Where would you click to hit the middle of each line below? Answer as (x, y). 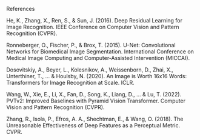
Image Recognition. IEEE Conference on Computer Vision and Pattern (93, 27)
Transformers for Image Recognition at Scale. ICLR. (70, 82)
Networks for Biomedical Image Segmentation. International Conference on (100, 52)
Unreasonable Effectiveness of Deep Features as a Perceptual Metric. (93, 125)
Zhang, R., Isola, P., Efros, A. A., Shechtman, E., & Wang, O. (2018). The (95, 119)
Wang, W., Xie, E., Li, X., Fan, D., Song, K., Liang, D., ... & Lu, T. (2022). (94, 94)
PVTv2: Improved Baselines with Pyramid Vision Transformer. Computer (96, 101)
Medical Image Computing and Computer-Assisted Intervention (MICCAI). (98, 58)
